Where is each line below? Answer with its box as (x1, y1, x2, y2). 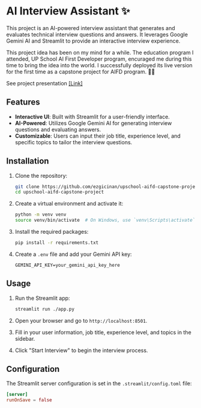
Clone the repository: (14, 172, 68, 179)
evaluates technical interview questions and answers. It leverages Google (6, 31, 188, 38)
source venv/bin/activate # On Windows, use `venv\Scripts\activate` (14, 218, 196, 224)
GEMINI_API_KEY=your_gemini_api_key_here (14, 262, 120, 268)
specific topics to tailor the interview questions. (14, 138, 133, 145)
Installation (6, 156, 49, 166)
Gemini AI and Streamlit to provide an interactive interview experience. (6, 37, 181, 44)
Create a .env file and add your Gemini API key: (14, 251, 132, 258)
